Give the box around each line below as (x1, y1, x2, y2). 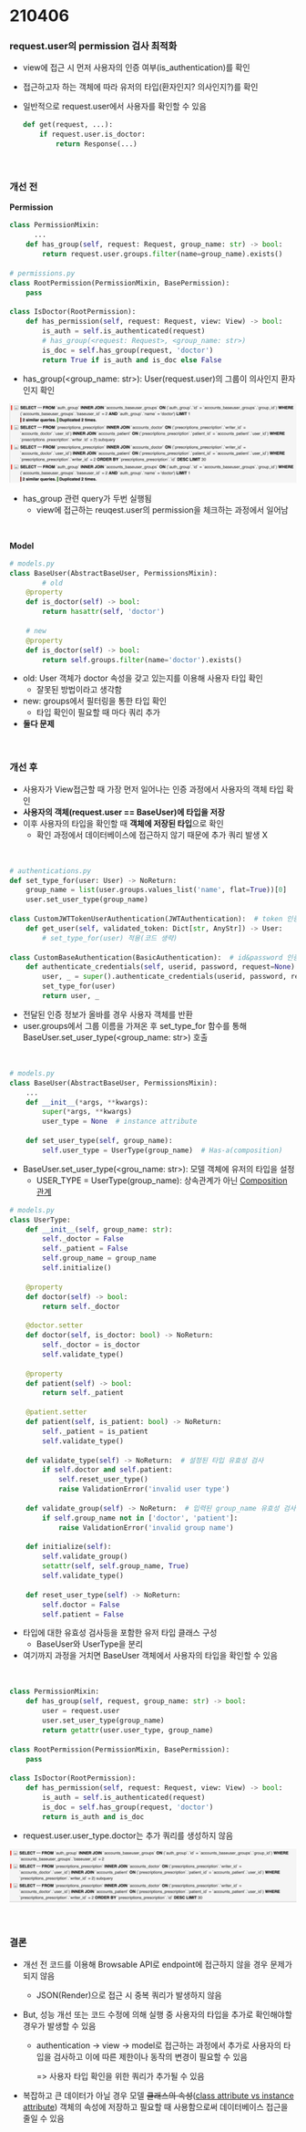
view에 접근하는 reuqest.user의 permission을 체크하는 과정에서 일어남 (36, 504, 289, 515)
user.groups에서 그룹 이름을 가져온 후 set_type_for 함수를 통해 (22, 1020, 248, 1031)
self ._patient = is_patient (42, 1427, 148, 1436)
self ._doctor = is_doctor (42, 1340, 141, 1350)
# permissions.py (9, 268, 76, 278)
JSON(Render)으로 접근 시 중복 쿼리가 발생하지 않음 (36, 1990, 222, 2001)
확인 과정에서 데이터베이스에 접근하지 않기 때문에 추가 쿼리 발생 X (36, 829, 269, 840)
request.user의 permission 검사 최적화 (9, 40, 178, 53)
